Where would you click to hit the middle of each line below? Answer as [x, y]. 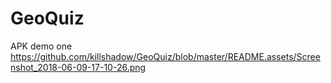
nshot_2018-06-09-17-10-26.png [78, 67]
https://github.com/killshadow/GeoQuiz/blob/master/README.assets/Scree [165, 56]
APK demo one [41, 46]
